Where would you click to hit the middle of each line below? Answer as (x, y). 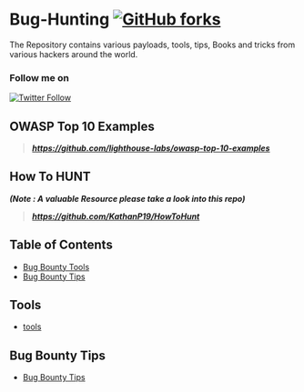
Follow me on (40, 77)
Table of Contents (61, 245)
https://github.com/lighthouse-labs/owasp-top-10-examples (151, 148)
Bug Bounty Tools (56, 266)
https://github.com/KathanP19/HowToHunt (116, 216)
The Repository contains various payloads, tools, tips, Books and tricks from (152, 45)
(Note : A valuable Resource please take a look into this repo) (127, 198)
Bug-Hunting (60, 20)
